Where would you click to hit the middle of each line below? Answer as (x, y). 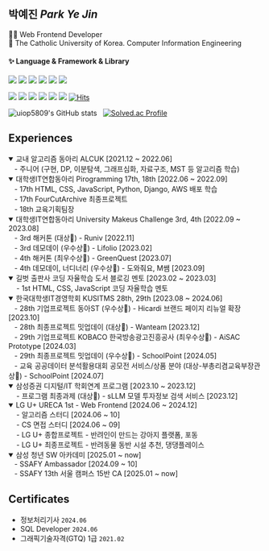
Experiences (41, 138)
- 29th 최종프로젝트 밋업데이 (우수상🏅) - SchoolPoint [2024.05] (116, 355)
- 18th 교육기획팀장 (44, 209)
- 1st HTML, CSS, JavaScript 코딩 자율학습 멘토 (92, 288)
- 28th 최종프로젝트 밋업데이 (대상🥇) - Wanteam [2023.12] (107, 327)
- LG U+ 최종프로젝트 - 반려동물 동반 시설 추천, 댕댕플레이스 (110, 445)
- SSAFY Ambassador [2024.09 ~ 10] (76, 464)
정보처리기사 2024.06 (53, 520)
